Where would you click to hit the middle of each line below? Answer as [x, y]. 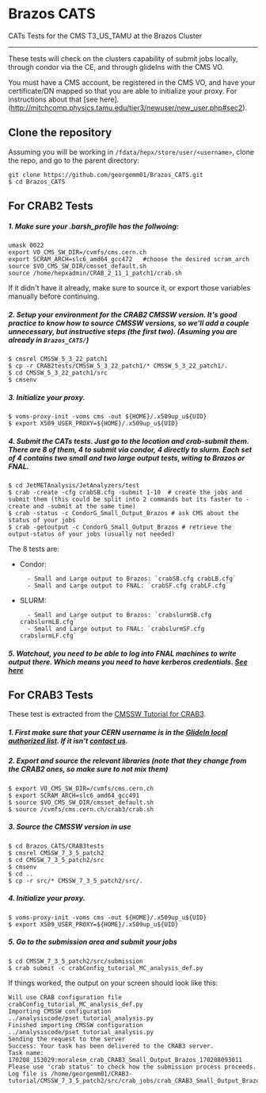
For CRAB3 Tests [51, 695]
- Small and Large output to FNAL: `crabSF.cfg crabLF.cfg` [128, 586]
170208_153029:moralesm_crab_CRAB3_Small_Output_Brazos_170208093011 [125, 1060]
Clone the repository [60, 133]
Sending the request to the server [67, 1039]
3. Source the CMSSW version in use [70, 827]
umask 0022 [26, 246]
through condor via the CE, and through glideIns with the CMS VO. [116, 67]
